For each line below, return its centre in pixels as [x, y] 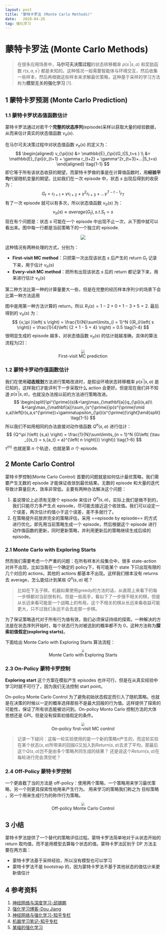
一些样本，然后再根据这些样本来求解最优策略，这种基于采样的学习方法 [89, 77]
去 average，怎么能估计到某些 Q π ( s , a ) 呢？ [49, 579]
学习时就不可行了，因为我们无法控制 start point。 [55, 687]
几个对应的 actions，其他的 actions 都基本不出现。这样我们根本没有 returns [82, 573]
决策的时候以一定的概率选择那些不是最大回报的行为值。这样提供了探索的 [87, 703]
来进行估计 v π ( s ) [29, 279]
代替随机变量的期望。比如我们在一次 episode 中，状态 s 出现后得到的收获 [84, 178]
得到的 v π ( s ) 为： [22, 314]
